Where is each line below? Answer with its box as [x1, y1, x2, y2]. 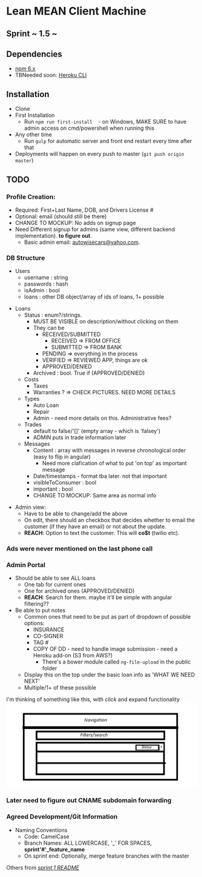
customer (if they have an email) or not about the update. [24, 523, 167, 530]
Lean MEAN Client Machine [6, 4, 146, 18]
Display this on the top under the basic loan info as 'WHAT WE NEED [24, 671, 195, 679]
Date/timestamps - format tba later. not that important [33, 472, 168, 480]
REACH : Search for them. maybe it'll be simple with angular [24, 594, 172, 601]
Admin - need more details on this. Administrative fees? [33, 414, 172, 422]
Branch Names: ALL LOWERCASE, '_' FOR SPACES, [24, 839, 152, 847]
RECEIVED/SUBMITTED [42, 331, 101, 338]
